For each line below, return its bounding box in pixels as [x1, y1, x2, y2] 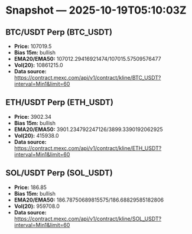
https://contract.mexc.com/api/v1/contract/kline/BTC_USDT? [14, 74, 161, 81]
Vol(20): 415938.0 [14, 132, 60, 139]
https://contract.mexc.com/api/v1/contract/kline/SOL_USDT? [14, 215, 162, 222]
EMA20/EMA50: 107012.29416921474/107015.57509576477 [14, 56, 161, 62]
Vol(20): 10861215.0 [14, 61, 63, 69]
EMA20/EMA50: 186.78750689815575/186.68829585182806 [14, 196, 164, 203]
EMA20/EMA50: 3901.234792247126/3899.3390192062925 [14, 125, 163, 133]
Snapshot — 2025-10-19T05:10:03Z [5, 4, 187, 17]
